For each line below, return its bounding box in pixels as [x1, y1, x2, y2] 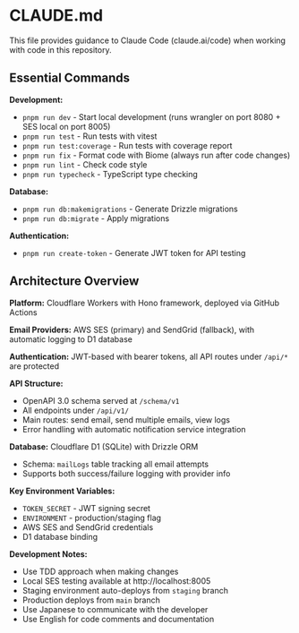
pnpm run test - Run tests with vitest [21, 131, 158, 141]
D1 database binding [21, 531, 98, 542]
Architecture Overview [9, 274, 140, 289]
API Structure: [9, 378, 64, 389]
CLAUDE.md [9, 5, 104, 26]
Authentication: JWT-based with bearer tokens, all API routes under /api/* [9, 351, 288, 362]
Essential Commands [9, 71, 131, 86]
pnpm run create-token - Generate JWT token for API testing [21, 247, 246, 258]
